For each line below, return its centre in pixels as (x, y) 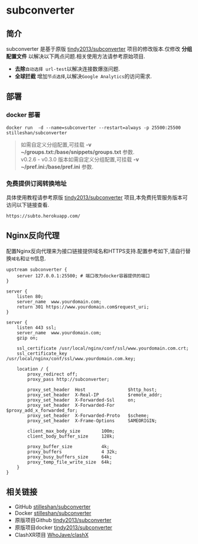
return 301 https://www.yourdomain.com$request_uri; (83, 307)
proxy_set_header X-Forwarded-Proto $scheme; (88, 415)
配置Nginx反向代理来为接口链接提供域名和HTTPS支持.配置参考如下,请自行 (96, 251)
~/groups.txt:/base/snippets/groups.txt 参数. (77, 152)
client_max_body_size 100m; (71, 431)
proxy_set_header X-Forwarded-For (71, 405)
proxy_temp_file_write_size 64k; (70, 462)
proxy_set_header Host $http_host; (92, 390)
